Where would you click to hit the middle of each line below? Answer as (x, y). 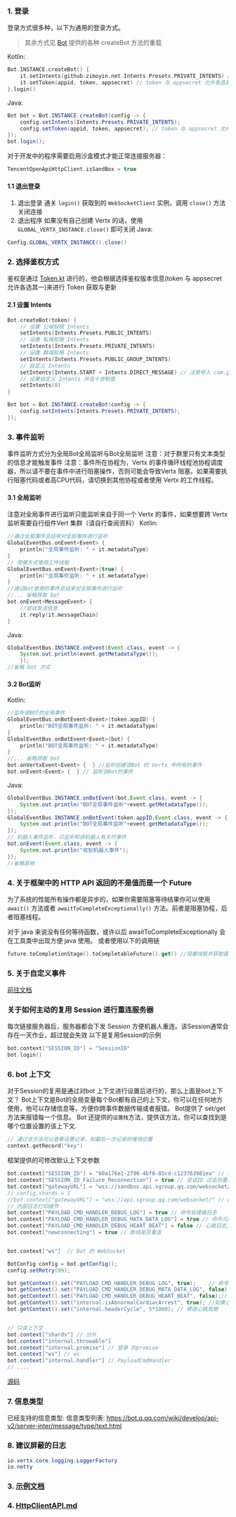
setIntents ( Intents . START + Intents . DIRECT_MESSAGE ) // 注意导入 (115, 372)
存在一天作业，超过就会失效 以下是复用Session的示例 (84, 1035)
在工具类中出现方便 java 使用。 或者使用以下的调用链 (84, 940)
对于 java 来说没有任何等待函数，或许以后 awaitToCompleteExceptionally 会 (117, 932)
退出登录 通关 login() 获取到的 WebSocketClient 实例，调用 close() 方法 (122, 203)
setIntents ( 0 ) (40, 385)
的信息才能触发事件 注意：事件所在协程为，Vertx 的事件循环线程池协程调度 (115, 462)
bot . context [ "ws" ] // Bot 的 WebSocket (67, 1251)
